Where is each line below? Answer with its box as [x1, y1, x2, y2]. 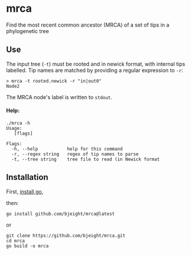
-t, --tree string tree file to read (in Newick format [11, 156, 160, 162]
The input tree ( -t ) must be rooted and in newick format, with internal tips [6, 60, 185, 67]
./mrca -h [6, 120, 31, 126]
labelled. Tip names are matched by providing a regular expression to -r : [6, 67, 183, 74]
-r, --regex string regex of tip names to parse [11, 151, 139, 157]
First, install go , [6, 188, 44, 195]
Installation [6, 172, 48, 182]
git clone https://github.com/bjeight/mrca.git [6, 233, 126, 238]
